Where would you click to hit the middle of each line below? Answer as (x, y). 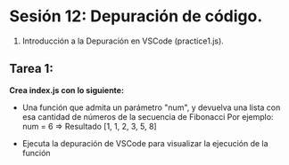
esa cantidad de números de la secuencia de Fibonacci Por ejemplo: (148, 116)
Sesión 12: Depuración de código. (136, 16)
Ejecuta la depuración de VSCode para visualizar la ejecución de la (145, 143)
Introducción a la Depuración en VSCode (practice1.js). (123, 41)
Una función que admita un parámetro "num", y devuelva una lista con (151, 107)
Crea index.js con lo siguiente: (67, 90)
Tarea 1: (31, 69)
